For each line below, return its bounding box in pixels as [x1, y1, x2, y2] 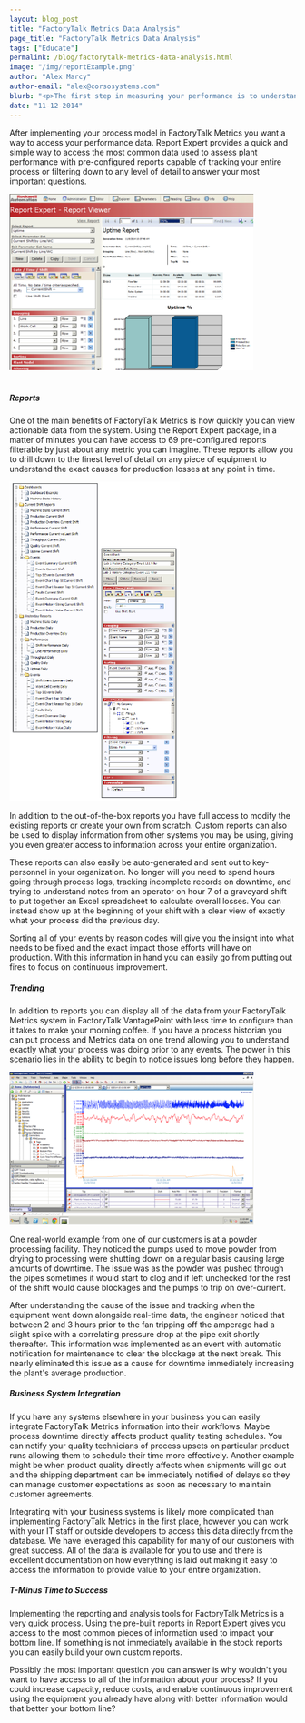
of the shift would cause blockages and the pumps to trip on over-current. [9, 1282, 287, 1293]
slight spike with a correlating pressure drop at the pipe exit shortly [9, 1328, 261, 1339]
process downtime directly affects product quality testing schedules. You [9, 1430, 283, 1441]
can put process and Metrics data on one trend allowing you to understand [9, 1033, 290, 1045]
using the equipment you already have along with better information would [9, 1693, 288, 1704]
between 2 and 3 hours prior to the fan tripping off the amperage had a [9, 1319, 275, 1330]
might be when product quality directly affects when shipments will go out [9, 1459, 287, 1470]
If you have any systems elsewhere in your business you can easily [9, 1411, 261, 1422]
